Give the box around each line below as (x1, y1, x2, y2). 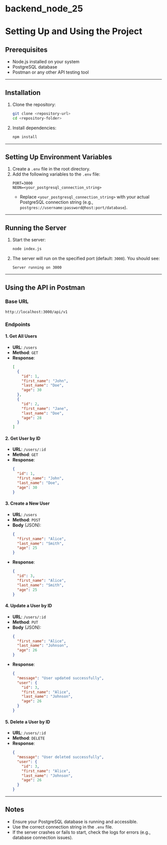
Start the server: (12, 237, 46, 243)
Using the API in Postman (5, 283, 85, 291)
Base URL (5, 298, 29, 305)
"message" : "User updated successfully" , (17, 675, 104, 680)
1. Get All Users (5, 333, 37, 339)
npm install (12, 134, 37, 139)
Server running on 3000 (12, 265, 62, 270)
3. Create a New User (5, 500, 50, 506)
